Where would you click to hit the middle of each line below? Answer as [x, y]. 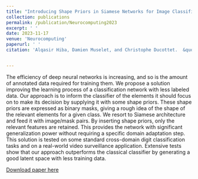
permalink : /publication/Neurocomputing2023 [62, 22]
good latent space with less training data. [56, 158]
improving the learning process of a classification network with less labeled [98, 89]
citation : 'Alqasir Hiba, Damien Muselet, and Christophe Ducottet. [92, 50]
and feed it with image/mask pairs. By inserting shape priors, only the [90, 121]
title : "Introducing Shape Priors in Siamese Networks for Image [88, 11]
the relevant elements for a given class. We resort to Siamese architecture [96, 114]
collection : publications [38, 17]
